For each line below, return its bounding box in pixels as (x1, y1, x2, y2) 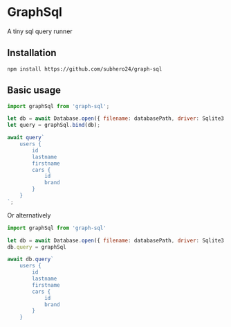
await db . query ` (7, 256, 54, 263)
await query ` (7, 134, 45, 141)
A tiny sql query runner (7, 27, 73, 35)
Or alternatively (7, 211, 51, 219)
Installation (7, 47, 57, 59)
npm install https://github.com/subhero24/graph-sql (7, 65, 163, 73)
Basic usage (7, 85, 61, 96)
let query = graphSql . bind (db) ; (7, 122, 100, 129)
